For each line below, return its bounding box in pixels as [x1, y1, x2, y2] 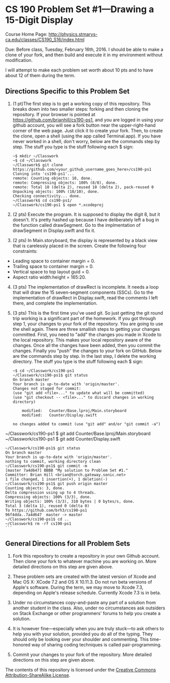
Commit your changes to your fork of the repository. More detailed [12, 651, 152, 658]
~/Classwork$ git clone [12, 162, 63, 167]
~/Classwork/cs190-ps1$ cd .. [5, 517, 70, 522]
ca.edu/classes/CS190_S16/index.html [5, 37, 85, 43]
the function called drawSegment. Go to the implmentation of [12, 222, 141, 228]
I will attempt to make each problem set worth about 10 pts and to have [5, 67, 154, 73]
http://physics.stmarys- [48, 31, 98, 37]
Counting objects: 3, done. [5, 486, 65, 491]
